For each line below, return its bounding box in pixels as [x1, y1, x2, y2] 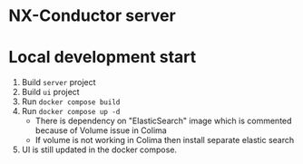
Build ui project [21, 87, 80, 98]
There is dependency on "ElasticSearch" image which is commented [34, 115, 292, 127]
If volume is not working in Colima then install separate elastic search [34, 135, 295, 146]
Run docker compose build [21, 96, 121, 107]
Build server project [21, 77, 96, 88]
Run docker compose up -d [21, 106, 121, 117]
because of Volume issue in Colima [34, 125, 167, 136]
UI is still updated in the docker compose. [21, 144, 178, 155]
